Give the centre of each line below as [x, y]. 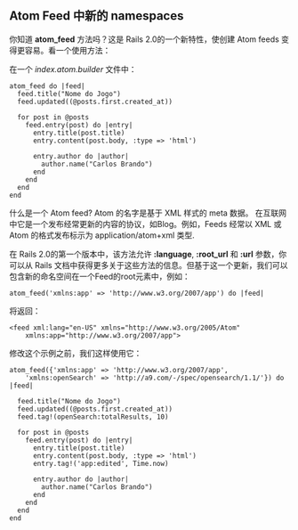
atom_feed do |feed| [48, 86]
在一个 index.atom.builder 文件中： [73, 69]
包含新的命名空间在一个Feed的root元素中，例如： [100, 276]
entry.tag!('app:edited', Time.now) [101, 463]
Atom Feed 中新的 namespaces [97, 16]
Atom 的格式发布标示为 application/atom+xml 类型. [102, 235]
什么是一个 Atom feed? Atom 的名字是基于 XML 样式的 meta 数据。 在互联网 [148, 213]
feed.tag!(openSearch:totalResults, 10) [93, 417]
